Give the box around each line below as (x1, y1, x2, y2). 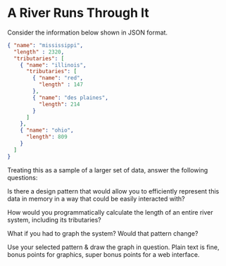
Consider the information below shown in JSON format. (7, 28, 168, 37)
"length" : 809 (25, 134, 68, 141)
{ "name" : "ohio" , (20, 127, 74, 134)
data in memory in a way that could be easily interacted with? (7, 194, 185, 203)
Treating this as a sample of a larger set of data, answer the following (7, 165, 208, 174)
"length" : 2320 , (13, 48, 65, 56)
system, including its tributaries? (7, 215, 101, 224)
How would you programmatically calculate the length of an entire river (7, 208, 213, 216)
